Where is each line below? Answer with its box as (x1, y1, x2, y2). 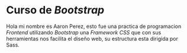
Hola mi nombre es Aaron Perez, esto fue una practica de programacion (6, 23, 182, 30)
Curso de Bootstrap (6, 3, 105, 17)
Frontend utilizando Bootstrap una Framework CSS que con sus (6, 29, 162, 36)
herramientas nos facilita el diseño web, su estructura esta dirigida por (6, 35, 179, 42)
